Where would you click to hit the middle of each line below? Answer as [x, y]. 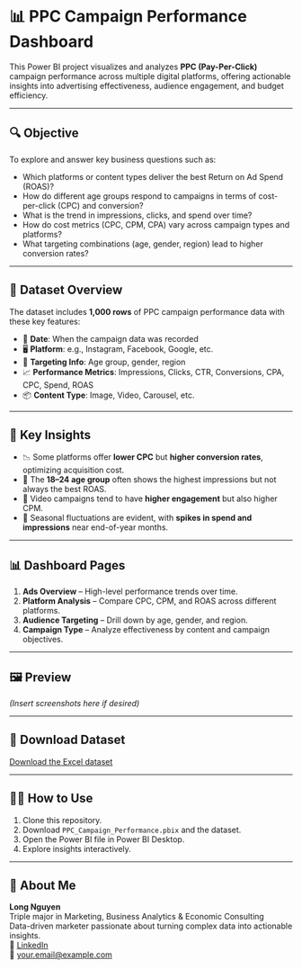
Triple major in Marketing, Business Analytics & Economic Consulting [137, 917]
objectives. [43, 640]
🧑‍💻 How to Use [51, 799]
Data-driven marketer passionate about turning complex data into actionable [151, 926]
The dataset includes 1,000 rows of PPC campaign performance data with [147, 311]
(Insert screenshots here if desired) [75, 703]
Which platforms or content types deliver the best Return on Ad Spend [153, 176]
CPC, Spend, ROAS [58, 385]
